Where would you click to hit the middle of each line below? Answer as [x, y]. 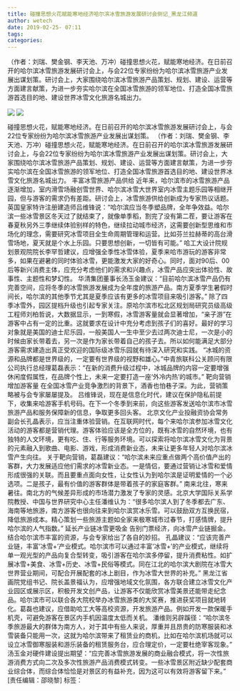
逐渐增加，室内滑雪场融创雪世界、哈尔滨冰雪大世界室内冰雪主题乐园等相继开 [120, 189]
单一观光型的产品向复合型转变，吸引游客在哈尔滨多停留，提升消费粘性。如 [117, 555]
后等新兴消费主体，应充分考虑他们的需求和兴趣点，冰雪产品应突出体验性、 [117, 270]
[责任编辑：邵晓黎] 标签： [45, 680]
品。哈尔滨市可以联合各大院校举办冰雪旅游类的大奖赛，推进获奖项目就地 [114, 600]
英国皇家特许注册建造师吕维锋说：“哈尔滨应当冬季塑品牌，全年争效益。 [112, 207]
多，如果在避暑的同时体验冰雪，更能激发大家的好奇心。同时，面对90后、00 [119, 261]
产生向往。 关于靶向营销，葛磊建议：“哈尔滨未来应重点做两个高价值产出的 [122, 457]
